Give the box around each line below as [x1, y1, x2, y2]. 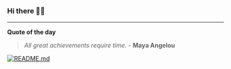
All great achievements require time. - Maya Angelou [23, 41, 175, 50]
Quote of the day [7, 28, 56, 36]
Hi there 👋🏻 [7, 6, 45, 16]
